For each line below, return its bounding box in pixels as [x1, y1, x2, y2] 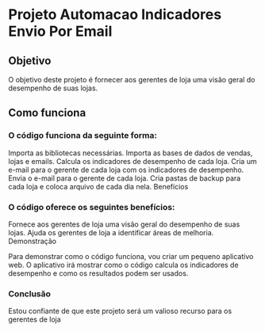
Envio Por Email [8, 22, 113, 40]
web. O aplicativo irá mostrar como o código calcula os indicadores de [8, 260, 240, 269]
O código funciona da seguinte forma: [8, 130, 157, 141]
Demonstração [8, 236, 57, 246]
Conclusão [8, 288, 52, 299]
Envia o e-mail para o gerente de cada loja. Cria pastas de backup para [8, 173, 241, 183]
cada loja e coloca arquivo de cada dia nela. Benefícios [8, 181, 189, 191]
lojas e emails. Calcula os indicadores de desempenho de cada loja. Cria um [8, 156, 257, 166]
